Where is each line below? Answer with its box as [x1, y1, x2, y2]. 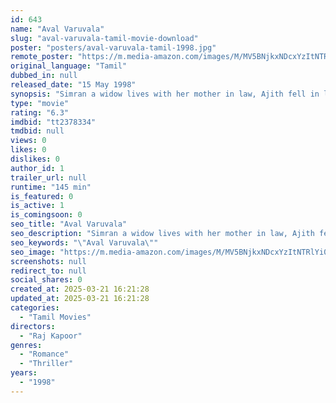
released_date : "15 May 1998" [10, 80, 137, 90]
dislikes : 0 [10, 154, 60, 164]
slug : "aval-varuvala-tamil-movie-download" [10, 33, 199, 43]
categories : [10, 303, 60, 313]
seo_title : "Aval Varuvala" [10, 219, 128, 230]
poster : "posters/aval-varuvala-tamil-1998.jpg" [10, 42, 217, 53]
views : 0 [10, 136, 47, 146]
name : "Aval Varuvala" [10, 24, 105, 34]
